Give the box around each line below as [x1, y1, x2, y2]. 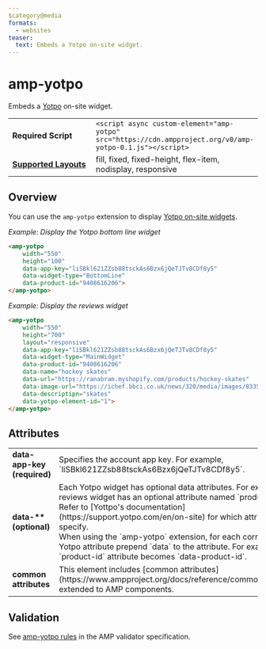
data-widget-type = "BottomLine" [22, 272, 126, 280]
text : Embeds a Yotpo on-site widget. [15, 41, 144, 49]
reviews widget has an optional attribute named [59, 492, 235, 503]
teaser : [8, 33, 34, 42]
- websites [15, 26, 51, 34]
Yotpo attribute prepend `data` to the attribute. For [59, 541, 245, 552]
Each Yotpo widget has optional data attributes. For [59, 482, 249, 493]
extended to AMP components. [59, 584, 174, 595]
